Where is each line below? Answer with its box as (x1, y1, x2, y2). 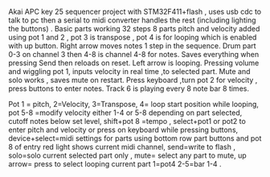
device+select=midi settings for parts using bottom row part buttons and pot (8, 134, 262, 143)
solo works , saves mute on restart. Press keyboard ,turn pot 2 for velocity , (8, 76, 258, 84)
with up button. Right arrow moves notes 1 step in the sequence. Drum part (8, 41, 256, 51)
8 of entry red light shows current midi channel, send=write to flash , (8, 142, 235, 151)
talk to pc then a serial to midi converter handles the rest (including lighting (8, 15, 256, 25)
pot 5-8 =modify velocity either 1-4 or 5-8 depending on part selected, (8, 108, 243, 117)
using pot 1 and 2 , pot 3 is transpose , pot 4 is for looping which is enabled (8, 32, 257, 42)
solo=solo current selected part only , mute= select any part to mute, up (8, 150, 247, 160)
